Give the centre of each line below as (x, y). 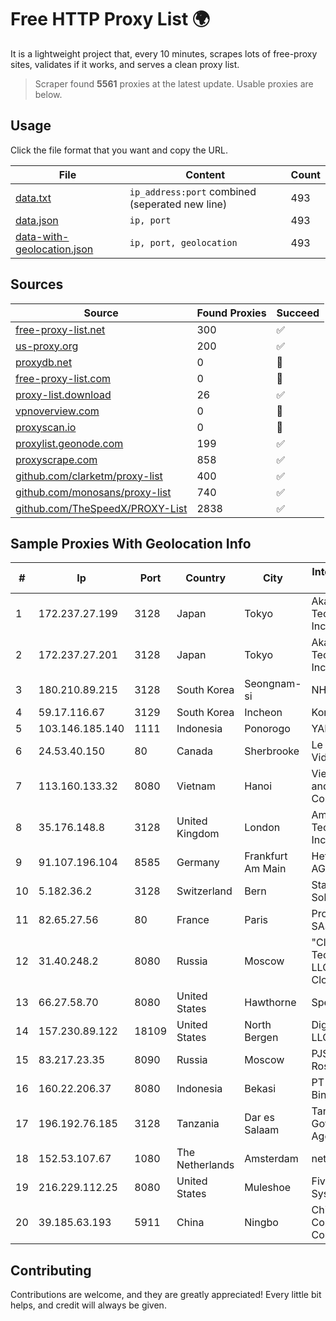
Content (205, 174)
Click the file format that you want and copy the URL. (119, 150)
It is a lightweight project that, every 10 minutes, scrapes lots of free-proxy (164, 53)
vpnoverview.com (57, 411)
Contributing (51, 1270)
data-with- (42, 236)
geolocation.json (54, 249)
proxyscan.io (46, 427)
